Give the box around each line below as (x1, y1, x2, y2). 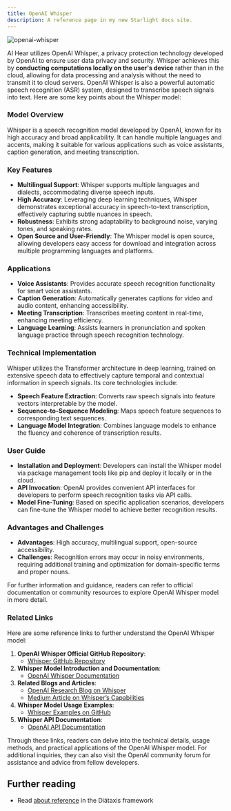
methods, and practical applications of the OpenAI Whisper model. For (7, 743, 208, 752)
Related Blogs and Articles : (17, 678, 97, 687)
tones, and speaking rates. (17, 225, 93, 233)
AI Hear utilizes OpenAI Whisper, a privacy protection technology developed (7, 49, 223, 57)
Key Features (7, 165, 53, 175)
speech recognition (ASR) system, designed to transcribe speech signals (7, 86, 214, 94)
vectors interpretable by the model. (17, 399, 117, 407)
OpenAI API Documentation (27, 723, 106, 731)
